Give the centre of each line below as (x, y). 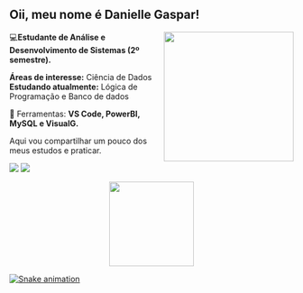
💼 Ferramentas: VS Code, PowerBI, (75, 114)
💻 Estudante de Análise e (58, 37)
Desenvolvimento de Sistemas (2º (74, 50)
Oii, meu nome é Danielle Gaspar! (105, 15)
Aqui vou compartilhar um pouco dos (78, 141)
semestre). (30, 60)
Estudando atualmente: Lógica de (73, 87)
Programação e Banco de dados (69, 96)
